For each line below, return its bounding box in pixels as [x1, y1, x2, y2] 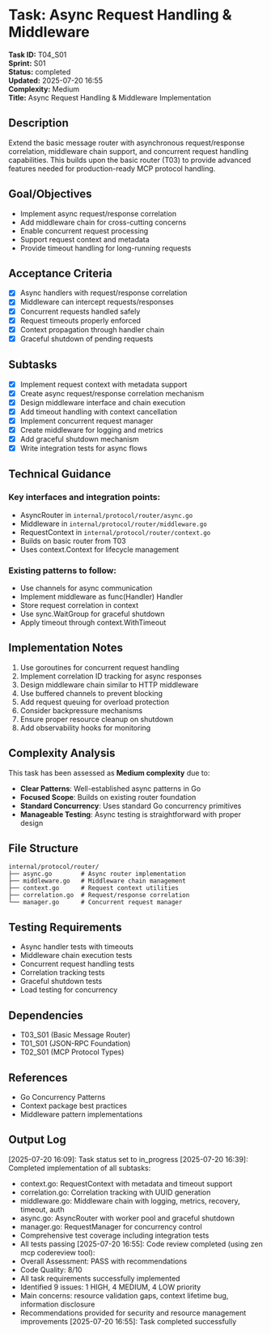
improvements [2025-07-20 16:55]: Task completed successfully [19, 1316, 237, 1326]
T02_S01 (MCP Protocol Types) [19, 1047, 125, 1057]
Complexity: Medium [8, 83, 80, 94]
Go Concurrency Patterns [19, 1092, 106, 1101]
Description [8, 116, 69, 130]
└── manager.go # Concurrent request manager [8, 898, 183, 907]
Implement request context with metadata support [19, 379, 188, 389]
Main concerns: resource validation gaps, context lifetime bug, [19, 1290, 229, 1300]
